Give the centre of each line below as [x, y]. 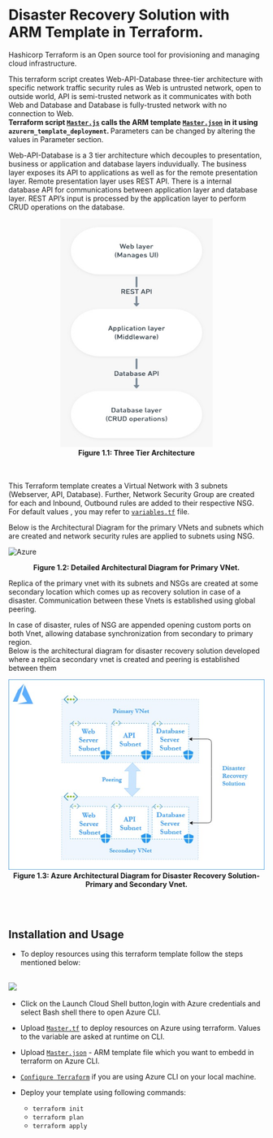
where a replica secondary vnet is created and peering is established [124, 659]
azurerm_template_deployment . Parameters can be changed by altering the [132, 131]
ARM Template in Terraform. [106, 32]
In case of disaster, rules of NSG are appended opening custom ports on [130, 625]
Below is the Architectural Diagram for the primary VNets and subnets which [136, 527]
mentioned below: [50, 963]
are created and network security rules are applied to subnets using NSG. [132, 536]
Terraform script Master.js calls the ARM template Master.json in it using [133, 122]
